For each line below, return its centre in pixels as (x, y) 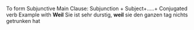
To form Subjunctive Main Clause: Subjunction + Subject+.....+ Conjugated (97, 9)
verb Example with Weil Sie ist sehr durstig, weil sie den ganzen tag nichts (97, 15)
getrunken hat (23, 21)
